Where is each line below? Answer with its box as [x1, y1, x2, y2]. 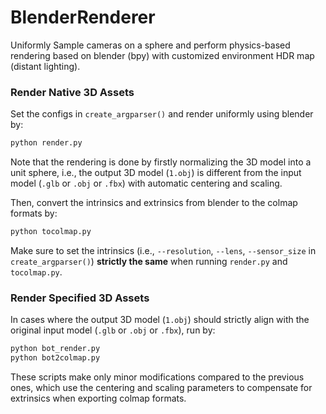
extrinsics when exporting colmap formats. [10, 392, 187, 405]
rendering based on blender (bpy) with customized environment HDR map [10, 49, 315, 61]
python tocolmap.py [10, 227, 92, 237]
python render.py [10, 138, 83, 148]
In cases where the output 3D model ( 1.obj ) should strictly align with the [10, 314, 310, 326]
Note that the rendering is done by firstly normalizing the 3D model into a [10, 156, 312, 168]
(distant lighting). [10, 60, 81, 72]
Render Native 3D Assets [10, 85, 135, 99]
